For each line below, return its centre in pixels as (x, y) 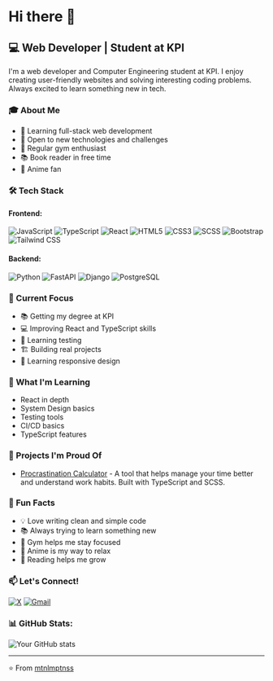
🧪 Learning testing (51, 340)
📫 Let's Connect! (44, 581)
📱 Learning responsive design (70, 361)
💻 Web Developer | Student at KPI (97, 48)
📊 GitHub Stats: (41, 624)
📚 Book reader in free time (65, 157)
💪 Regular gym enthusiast (63, 148)
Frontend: (26, 213)
